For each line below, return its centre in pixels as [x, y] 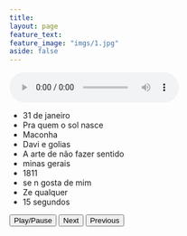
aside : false [34, 52]
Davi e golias [46, 145]
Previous [105, 221]
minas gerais [46, 164]
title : [22, 18]
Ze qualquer [45, 193]
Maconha [40, 135]
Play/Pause [33, 221]
